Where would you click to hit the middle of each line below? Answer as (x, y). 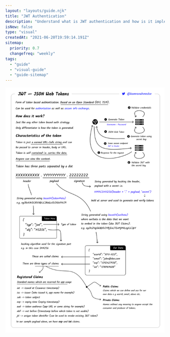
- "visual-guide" (28, 70)
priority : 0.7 (25, 48)
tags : (11, 59)
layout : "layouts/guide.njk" (36, 11)
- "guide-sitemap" (29, 75)
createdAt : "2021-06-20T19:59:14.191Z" (47, 38)
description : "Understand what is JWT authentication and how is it (79, 21)
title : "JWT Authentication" (36, 16)
